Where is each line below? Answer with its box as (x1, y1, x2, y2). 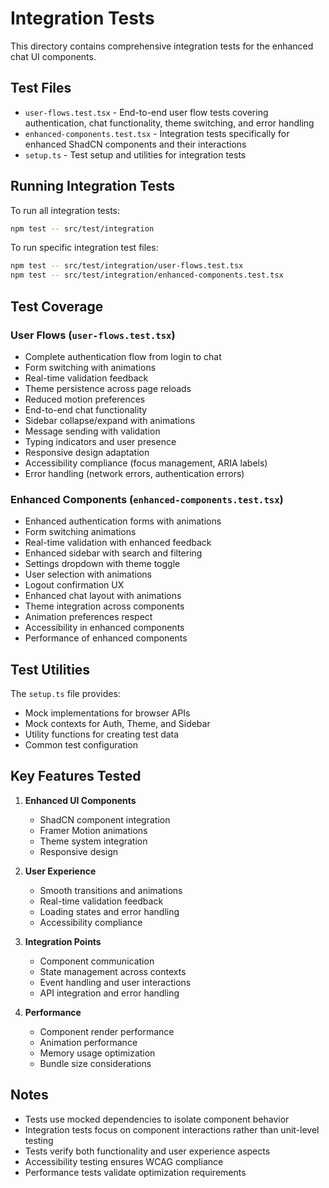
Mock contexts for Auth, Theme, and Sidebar (24, 717, 211, 729)
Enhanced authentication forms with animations (24, 515, 222, 527)
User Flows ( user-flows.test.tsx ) (10, 328, 176, 342)
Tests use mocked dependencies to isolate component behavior (24, 1113, 290, 1125)
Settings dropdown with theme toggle (24, 558, 181, 570)
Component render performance (39, 1025, 175, 1037)
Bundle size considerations (39, 1057, 152, 1069)
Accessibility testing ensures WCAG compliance (24, 1155, 224, 1167)
